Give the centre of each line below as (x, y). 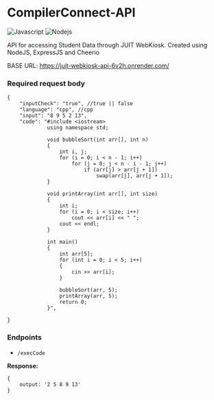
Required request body (46, 83)
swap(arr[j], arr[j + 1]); (134, 176)
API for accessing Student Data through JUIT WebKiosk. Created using (107, 45)
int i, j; (73, 152)
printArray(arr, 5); (88, 296)
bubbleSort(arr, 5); (88, 290)
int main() (62, 242)
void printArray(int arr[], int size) (102, 194)
